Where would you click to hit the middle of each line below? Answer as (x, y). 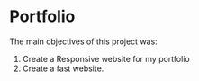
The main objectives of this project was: (83, 41)
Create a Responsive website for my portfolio (106, 58)
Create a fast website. (63, 68)
